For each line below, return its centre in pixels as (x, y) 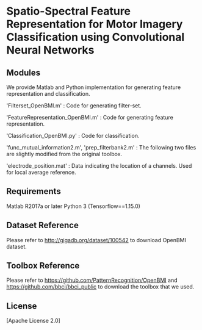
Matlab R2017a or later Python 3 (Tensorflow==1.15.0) (73, 206)
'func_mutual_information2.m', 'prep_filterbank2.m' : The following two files (101, 147)
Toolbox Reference (43, 266)
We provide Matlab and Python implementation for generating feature (94, 87)
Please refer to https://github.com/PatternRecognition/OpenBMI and (92, 280)
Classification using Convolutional (96, 37)
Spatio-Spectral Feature (69, 11)
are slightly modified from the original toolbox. (64, 154)
